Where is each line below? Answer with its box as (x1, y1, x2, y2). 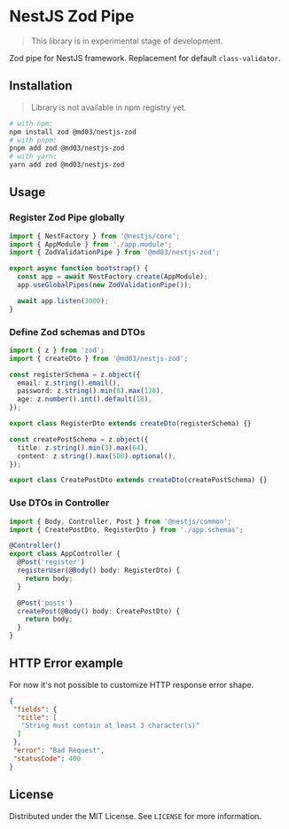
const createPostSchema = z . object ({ (9, 434, 149, 444)
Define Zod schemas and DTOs (9, 325, 146, 338)
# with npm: (9, 119, 53, 128)
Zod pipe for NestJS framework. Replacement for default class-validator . (9, 52, 281, 63)
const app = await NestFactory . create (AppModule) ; (17, 272, 208, 281)
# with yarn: (9, 153, 58, 161)
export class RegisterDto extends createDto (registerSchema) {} (9, 419, 252, 428)
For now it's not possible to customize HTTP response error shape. (9, 679, 254, 690)
